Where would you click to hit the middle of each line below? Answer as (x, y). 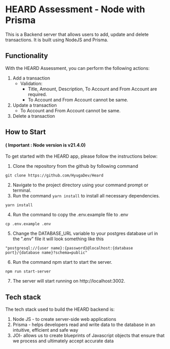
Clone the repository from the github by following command (75, 166)
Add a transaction (31, 78)
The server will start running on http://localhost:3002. (69, 281)
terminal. (22, 190)
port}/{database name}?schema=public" (46, 253)
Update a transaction (35, 105)
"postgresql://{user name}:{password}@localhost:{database (69, 248)
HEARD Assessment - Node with (75, 9)
